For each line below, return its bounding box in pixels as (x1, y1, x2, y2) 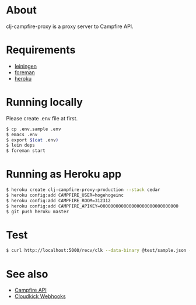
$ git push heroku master (6, 209, 69, 214)
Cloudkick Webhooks (14, 293, 66, 300)
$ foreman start (6, 148, 45, 154)
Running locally (6, 96, 83, 109)
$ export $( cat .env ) (6, 137, 59, 143)
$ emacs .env (6, 131, 38, 137)
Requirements (6, 43, 76, 57)
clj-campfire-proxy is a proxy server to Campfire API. (6, 23, 134, 30)
